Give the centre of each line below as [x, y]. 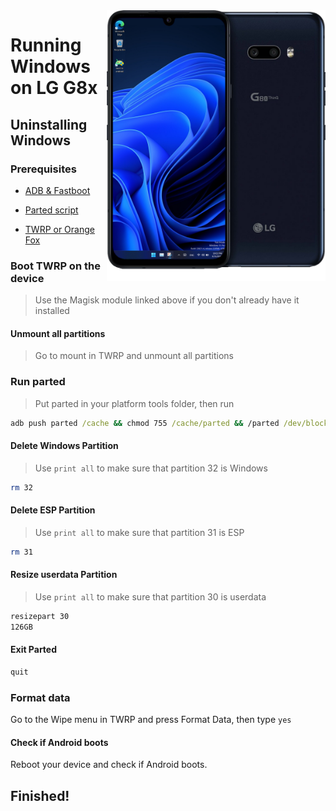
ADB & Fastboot [57, 190]
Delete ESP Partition [53, 510]
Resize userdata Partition [64, 575]
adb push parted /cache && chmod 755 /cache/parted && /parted [145, 423]
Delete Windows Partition [64, 446]
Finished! [40, 795]
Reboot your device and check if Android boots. [109, 765]
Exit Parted [34, 650]
